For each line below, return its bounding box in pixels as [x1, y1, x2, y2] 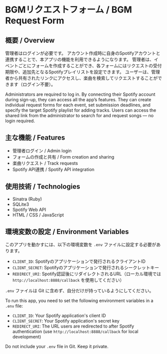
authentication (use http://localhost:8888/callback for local [12, 329, 139, 335]
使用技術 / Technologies [5, 182, 81, 191]
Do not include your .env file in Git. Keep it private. [5, 344, 109, 350]
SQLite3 [12, 201, 29, 207]
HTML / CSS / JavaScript [12, 212, 64, 218]
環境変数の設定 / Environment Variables [5, 227, 129, 236]
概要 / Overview [5, 36, 55, 44]
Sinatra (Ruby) [12, 196, 42, 202]
